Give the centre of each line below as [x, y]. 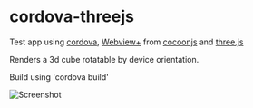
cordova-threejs [72, 17]
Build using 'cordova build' [59, 77]
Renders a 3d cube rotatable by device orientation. [104, 59]
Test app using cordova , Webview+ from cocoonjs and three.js [126, 42]
